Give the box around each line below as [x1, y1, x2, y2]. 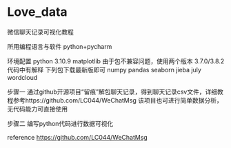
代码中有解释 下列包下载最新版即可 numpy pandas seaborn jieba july [7, 65, 202, 74]
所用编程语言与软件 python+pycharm [7, 42, 112, 50]
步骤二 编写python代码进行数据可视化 [7, 119, 114, 127]
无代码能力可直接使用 [7, 105, 68, 113]
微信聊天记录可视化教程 [7, 28, 74, 36]
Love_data [7, 4, 68, 20]
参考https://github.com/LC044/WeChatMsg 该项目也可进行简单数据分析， [12, 96, 223, 104]
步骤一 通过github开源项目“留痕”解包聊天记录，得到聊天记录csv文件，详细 [7, 87, 218, 96]
